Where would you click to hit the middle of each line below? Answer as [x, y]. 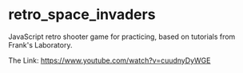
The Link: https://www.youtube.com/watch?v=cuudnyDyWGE [110, 60]
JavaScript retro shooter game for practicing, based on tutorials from [122, 36]
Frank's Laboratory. [40, 44]
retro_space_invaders [82, 15]
